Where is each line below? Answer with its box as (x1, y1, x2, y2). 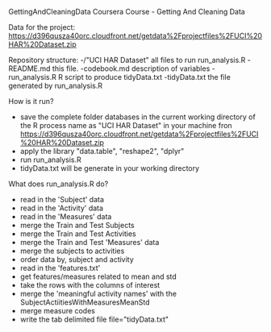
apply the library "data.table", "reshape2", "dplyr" (19, 147, 185, 156)
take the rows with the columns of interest (19, 280, 161, 289)
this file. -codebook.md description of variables (52, 64, 211, 73)
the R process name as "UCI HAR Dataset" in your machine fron (19, 121, 232, 130)
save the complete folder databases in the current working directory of (19, 112, 256, 122)
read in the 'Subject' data (19, 195, 105, 204)
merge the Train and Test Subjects (19, 221, 135, 230)
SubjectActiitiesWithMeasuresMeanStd (19, 297, 151, 307)
